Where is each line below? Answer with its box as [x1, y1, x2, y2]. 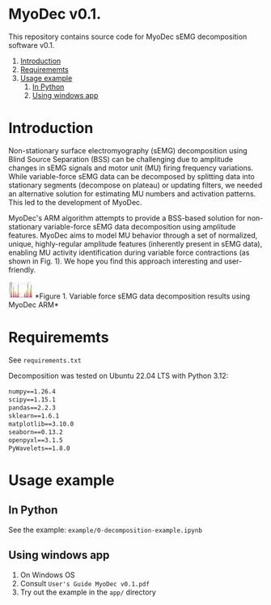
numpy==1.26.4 [8, 387, 57, 396]
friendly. [8, 264, 36, 274]
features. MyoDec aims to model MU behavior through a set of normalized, [8, 230, 258, 240]
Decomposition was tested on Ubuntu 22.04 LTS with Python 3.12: [8, 371, 229, 380]
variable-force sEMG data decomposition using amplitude [43, 221, 236, 231]
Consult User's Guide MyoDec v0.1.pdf [19, 578, 150, 588]
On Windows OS [19, 569, 75, 580]
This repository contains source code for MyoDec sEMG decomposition [8, 32, 248, 41]
